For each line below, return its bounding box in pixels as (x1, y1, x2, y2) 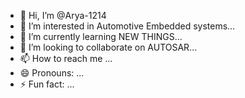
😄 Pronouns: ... (19, 67, 85, 79)
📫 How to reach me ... (19, 53, 113, 64)
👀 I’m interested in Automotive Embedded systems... (19, 20, 236, 32)
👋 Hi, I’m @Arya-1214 (19, 10, 107, 21)
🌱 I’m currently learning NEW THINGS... (19, 31, 183, 42)
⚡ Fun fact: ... (19, 78, 75, 90)
